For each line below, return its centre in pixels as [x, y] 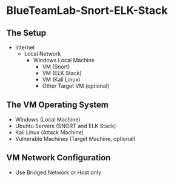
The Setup [26, 33]
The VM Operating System [58, 105]
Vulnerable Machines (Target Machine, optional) [75, 138]
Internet [25, 47]
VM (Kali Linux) [61, 80]
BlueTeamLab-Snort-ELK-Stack [87, 11]
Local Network [42, 54]
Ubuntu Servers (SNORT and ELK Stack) [65, 126]
